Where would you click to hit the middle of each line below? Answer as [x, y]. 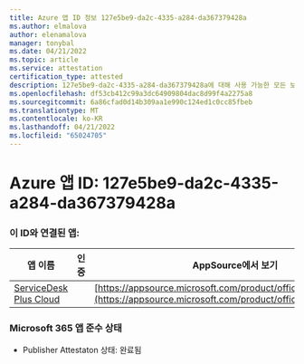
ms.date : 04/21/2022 [48, 52]
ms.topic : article [44, 60]
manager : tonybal [42, 43]
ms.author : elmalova [48, 26]
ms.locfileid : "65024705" [58, 136]
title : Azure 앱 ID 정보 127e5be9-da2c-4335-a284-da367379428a [128, 18]
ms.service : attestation [56, 69]
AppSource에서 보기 [235, 265]
